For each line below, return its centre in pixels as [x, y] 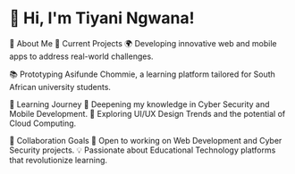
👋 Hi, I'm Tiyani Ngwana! [102, 18]
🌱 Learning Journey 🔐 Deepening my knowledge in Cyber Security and [139, 104]
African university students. [60, 87]
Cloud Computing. [43, 123]
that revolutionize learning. [59, 160]
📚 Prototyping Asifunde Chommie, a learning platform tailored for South [142, 74]
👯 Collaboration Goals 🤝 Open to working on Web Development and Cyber [146, 140]
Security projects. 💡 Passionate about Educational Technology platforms [143, 150]
